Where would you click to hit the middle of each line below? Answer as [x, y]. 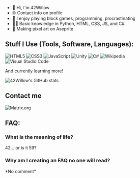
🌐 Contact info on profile [37, 13]
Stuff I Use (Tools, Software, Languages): [69, 44]
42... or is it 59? [21, 148]
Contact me [23, 96]
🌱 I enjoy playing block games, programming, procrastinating [74, 18]
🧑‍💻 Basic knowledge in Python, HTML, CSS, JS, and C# [69, 24]
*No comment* [21, 171]
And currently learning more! [34, 71]
